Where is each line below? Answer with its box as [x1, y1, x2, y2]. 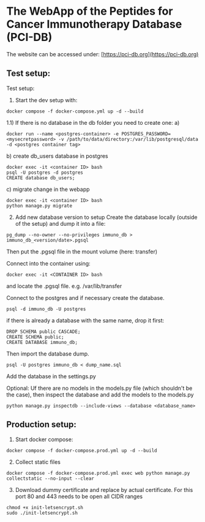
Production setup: [6, 419, 76, 430]
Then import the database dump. [6, 350, 89, 357]
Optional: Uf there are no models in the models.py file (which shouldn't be [6, 384, 193, 392]
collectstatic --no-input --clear [6, 475, 95, 482]
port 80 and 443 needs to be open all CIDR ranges [15, 493, 143, 500]
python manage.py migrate [6, 203, 72, 209]
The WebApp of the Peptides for [6, 4, 173, 18]
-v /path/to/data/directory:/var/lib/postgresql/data [58, 136, 199, 142]
